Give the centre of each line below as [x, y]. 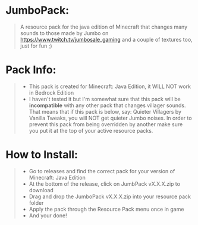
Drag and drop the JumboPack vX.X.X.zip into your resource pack [110, 196]
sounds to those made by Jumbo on [64, 33]
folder [36, 202]
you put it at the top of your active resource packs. [91, 130]
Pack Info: [31, 70]
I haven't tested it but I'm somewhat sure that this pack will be [105, 99]
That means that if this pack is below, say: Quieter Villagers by [105, 111]
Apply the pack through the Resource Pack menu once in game [106, 209]
